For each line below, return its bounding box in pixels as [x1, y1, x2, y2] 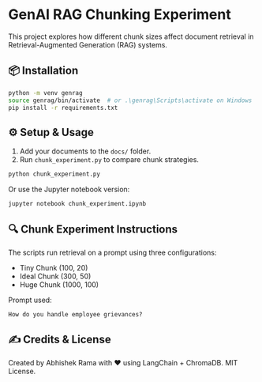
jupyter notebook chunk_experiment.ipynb [8, 200, 147, 208]
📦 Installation [8, 64, 79, 78]
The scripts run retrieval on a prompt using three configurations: [8, 248, 217, 257]
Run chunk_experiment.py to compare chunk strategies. [19, 155, 200, 165]
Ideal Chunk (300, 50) [19, 271, 92, 281]
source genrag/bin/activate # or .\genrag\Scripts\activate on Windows [8, 96, 253, 104]
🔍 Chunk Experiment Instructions [8, 223, 178, 236]
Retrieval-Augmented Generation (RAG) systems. [8, 40, 168, 49]
